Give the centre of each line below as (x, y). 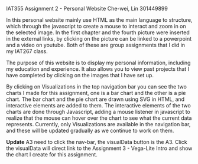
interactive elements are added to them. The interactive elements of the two (98, 105)
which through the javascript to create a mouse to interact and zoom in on (96, 26)
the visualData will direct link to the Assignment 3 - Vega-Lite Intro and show (99, 148)
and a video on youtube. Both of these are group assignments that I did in (95, 45)
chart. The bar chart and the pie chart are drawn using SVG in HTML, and (95, 99)
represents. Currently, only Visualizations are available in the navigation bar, (98, 124)
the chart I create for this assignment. (52, 155)
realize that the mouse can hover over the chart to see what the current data (99, 118)
